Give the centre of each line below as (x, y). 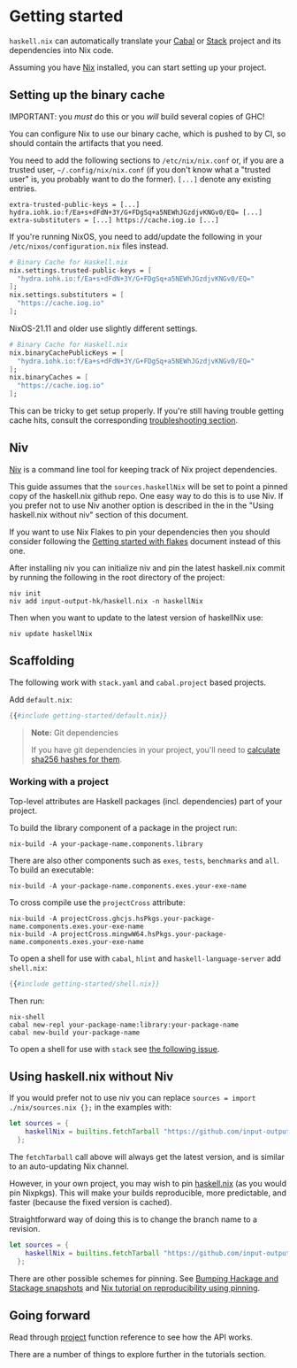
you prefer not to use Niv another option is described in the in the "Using (141, 505)
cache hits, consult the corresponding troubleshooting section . (124, 420)
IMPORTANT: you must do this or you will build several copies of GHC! (137, 116)
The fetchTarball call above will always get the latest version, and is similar (147, 1157)
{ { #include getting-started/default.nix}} (88, 715)
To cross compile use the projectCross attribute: (97, 902)
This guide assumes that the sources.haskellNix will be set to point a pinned (148, 486)
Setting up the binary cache (87, 95)
